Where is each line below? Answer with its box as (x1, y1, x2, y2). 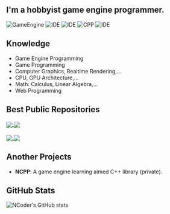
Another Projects (6, 152, 72, 162)
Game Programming (14, 61, 65, 69)
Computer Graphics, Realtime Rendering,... (14, 67, 122, 75)
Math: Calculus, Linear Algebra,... (14, 80, 98, 87)
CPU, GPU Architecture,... (14, 74, 79, 81)
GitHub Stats (6, 185, 55, 196)
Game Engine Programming (14, 55, 84, 62)
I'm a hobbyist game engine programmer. (6, 5, 165, 15)
